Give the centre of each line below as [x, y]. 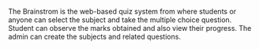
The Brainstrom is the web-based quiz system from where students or [122, 11]
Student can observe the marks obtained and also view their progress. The [130, 28]
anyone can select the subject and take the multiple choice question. [120, 20]
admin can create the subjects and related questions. [95, 36]
